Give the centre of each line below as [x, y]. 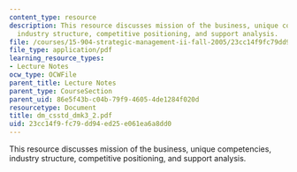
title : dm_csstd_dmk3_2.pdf [61, 116]
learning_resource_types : [57, 58]
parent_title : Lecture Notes [63, 83]
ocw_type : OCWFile [43, 75]
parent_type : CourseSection [61, 91]
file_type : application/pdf [61, 50]
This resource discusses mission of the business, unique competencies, [141, 149]
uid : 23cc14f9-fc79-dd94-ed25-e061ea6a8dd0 [91, 124]
